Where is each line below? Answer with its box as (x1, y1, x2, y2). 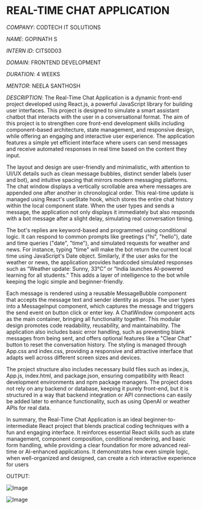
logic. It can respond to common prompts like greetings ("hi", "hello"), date (6, 233, 192, 240)
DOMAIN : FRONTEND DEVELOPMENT (6, 59, 102, 66)
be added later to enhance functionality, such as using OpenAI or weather (6, 397, 191, 405)
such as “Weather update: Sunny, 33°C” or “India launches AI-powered (6, 265, 183, 272)
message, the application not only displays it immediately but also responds (6, 208, 195, 215)
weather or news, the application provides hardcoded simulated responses (6, 258, 193, 266)
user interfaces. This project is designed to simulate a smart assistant (6, 106, 180, 114)
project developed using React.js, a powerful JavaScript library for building (6, 100, 193, 108)
